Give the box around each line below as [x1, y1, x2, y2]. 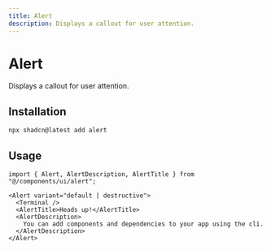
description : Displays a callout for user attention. [8, 19, 195, 28]
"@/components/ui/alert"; [8, 177, 96, 185]
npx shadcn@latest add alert [8, 127, 107, 135]
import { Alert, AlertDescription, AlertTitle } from [8, 170, 195, 179]
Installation [8, 105, 67, 119]
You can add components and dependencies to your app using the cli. [23, 220, 264, 228]
